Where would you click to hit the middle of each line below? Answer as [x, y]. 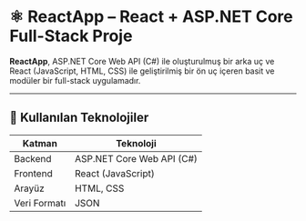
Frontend [33, 173]
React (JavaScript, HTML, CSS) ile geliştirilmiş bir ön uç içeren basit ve [142, 71]
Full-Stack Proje [71, 36]
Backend [33, 158]
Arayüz [30, 188]
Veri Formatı [40, 203]
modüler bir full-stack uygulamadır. [75, 80]
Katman [40, 143]
